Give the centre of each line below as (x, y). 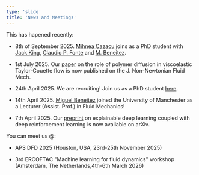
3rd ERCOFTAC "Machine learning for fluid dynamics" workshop (95, 159)
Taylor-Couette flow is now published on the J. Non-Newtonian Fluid (100, 70)
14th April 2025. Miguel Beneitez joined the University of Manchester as (104, 100)
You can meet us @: (31, 136)
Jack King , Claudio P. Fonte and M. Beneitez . (71, 52)
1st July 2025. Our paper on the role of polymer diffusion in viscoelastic (103, 64)
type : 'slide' (24, 12)
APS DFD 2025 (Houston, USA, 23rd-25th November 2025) (88, 147)
